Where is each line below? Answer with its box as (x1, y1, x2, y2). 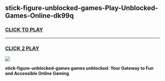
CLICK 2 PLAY (5, 45, 39, 52)
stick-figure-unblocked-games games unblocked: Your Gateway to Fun (5, 65, 154, 71)
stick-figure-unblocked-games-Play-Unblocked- (5, 4, 159, 12)
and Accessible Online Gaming (5, 70, 69, 76)
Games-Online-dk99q (5, 12, 74, 20)
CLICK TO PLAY (5, 27, 43, 33)
